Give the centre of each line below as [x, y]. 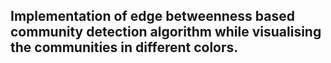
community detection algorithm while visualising [166, 32]
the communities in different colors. [124, 47]
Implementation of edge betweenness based [152, 16]
